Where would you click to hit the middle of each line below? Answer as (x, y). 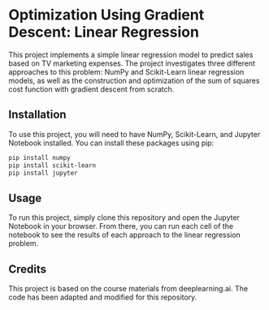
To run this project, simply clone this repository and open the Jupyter (124, 217)
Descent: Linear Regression (104, 32)
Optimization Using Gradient (106, 15)
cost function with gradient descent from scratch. (91, 89)
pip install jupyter (43, 173)
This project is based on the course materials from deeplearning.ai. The (128, 288)
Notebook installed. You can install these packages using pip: (111, 143)
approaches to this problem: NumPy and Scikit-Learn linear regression (126, 71)
